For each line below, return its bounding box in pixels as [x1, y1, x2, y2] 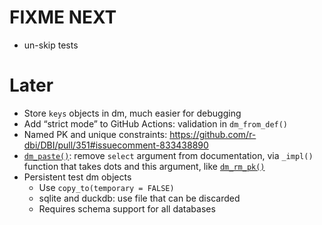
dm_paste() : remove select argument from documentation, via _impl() [23, 149, 314, 161]
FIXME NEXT [9, 6, 117, 29]
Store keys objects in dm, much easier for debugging [23, 107, 242, 119]
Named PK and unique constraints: [23, 128, 168, 140]
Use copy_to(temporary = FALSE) [38, 181, 175, 193]
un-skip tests [23, 39, 79, 51]
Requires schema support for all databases [38, 202, 216, 215]
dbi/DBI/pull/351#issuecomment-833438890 [23, 139, 209, 151]
